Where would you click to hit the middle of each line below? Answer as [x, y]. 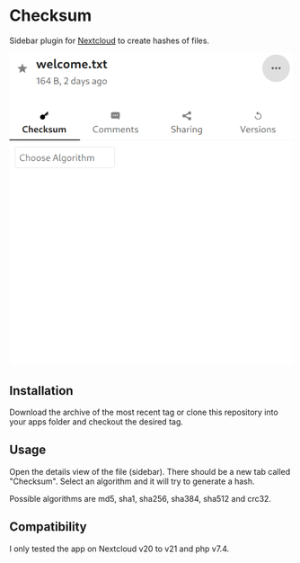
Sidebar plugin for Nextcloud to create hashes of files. [109, 40]
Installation [41, 391]
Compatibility [48, 527]
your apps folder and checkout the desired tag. [97, 422]
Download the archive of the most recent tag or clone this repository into [144, 412]
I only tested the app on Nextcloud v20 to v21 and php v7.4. [119, 549]
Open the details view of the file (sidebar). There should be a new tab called [150, 471]
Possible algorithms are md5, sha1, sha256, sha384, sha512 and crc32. [141, 498]
